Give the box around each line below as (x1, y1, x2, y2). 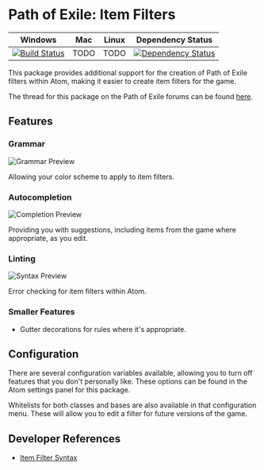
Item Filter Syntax (19, 453, 78, 463)
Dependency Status (136, 34, 213, 45)
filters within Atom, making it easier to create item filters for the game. (8, 76, 236, 86)
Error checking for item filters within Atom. (8, 287, 147, 296)
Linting (8, 253, 36, 264)
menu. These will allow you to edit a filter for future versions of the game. (8, 409, 248, 418)
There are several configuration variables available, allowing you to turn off (8, 369, 253, 378)
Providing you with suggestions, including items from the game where (8, 224, 236, 235)
